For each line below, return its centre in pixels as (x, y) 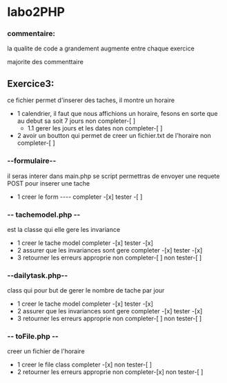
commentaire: (31, 34)
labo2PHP (36, 12)
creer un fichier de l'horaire (46, 351)
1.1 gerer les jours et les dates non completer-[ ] (95, 128)
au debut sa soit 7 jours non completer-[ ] (76, 121)
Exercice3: (31, 84)
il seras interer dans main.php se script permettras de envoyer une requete (113, 176)
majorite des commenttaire (46, 62)
